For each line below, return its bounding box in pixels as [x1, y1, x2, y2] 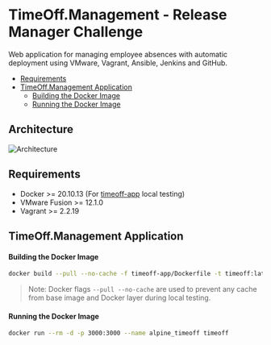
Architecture [8, 123, 74, 136]
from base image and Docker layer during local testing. [27, 293, 211, 303]
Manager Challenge [8, 23, 144, 41]
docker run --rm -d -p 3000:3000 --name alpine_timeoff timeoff [8, 329, 229, 338]
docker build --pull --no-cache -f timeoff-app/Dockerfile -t [8, 270, 222, 278]
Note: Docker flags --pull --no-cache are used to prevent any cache [27, 285, 257, 294]
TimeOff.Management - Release [8, 6, 227, 24]
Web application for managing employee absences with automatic [8, 49, 228, 59]
